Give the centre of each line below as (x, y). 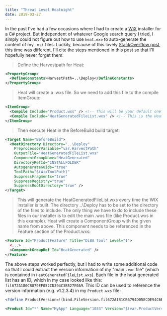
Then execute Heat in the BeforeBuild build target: (69, 130)
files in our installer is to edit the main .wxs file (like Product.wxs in (85, 216)
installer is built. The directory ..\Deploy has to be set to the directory (88, 205)
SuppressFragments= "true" (41, 176)
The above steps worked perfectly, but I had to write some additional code (81, 264)
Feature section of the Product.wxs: (54, 231)
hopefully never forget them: (34, 55)
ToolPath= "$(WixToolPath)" (42, 172)
